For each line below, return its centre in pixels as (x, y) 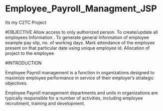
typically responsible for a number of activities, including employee (74, 98)
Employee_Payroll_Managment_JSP (81, 9)
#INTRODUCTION (23, 63)
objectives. (16, 83)
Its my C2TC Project (26, 22)
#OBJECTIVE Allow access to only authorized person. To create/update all (81, 32)
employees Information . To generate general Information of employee (77, 37)
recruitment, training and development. (45, 103)
